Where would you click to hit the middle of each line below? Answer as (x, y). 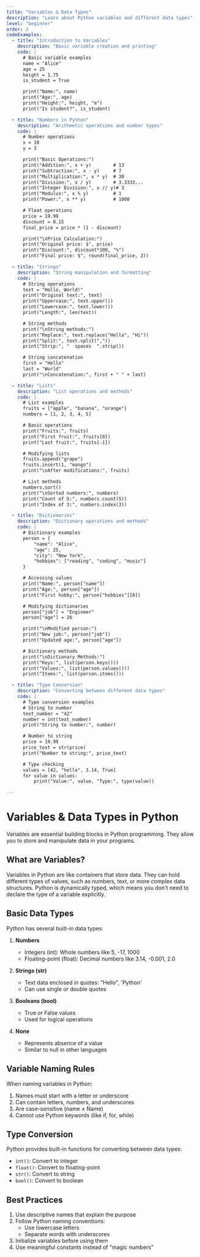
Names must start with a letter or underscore (72, 1096)
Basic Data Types (40, 914)
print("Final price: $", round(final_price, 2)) (86, 256)
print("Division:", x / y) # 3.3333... (83, 182)
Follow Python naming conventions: (60, 1221)
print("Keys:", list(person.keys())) (71, 663)
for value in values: (50, 776)
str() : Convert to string (45, 1174)
